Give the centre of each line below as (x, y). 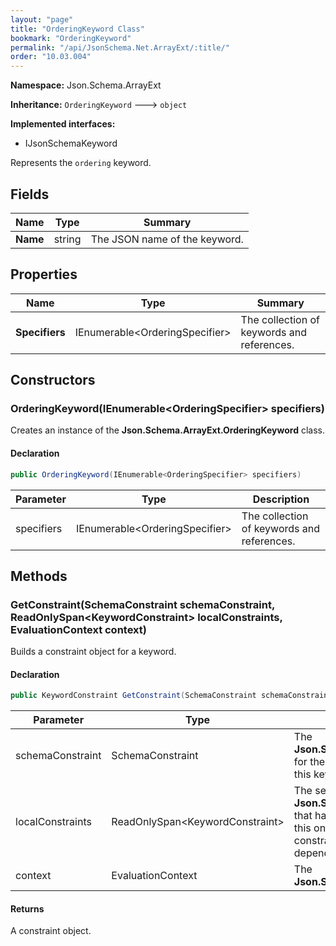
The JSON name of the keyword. (167, 239)
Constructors (53, 380)
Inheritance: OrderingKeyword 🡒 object (99, 105)
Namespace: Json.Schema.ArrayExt (86, 85)
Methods (39, 576)
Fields (30, 194)
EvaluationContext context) (78, 629)
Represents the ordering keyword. (81, 163)
